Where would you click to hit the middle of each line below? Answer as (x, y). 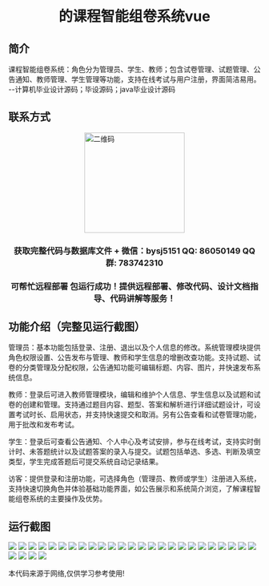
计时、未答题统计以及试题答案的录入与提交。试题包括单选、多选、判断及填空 (134, 452)
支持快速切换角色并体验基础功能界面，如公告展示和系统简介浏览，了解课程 (131, 489)
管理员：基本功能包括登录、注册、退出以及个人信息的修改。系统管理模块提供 (134, 348)
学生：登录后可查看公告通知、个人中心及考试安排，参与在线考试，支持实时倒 (134, 442)
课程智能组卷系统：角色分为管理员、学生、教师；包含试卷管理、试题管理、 (131, 69)
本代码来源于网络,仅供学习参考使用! (67, 573)
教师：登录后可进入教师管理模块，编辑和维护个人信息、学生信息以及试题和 (131, 394)
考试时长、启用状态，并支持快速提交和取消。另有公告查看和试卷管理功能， (138, 414)
